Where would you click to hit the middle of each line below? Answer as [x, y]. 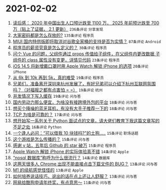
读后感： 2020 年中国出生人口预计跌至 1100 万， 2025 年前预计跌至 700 [86, 23]
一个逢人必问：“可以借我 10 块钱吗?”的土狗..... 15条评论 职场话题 [76, 133]
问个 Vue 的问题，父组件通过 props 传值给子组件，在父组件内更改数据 [83, 54]
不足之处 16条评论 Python [37, 127]
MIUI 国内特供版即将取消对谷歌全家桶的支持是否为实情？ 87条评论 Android [87, 41]
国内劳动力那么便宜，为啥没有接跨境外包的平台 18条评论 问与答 [75, 102]
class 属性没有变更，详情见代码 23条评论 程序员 [73, 60]
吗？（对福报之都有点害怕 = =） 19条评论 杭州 [58, 90]
